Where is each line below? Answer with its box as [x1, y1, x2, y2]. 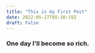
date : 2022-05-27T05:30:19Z [6, 14, 77, 20]
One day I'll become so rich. [6, 39, 90, 48]
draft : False [6, 20, 39, 26]
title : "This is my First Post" [6, 8, 87, 15]
